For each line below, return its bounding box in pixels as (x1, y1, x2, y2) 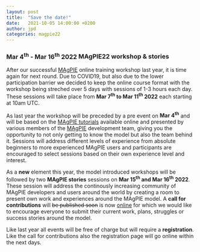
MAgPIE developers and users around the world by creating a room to (6, 188, 180, 196)
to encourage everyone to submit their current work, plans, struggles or (6, 207, 184, 215)
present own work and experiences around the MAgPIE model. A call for (6, 195, 186, 202)
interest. (6, 157, 27, 164)
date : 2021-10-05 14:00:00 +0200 (6, 20, 96, 26)
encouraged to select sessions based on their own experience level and (6, 150, 185, 157)
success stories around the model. (6, 214, 92, 221)
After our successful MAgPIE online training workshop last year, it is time (6, 66, 187, 73)
